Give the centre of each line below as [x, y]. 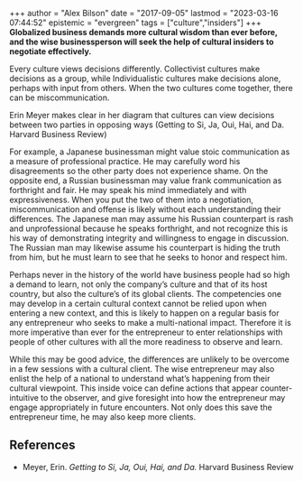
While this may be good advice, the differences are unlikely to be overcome [150, 359]
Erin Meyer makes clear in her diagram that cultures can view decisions [142, 115]
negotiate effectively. [50, 51]
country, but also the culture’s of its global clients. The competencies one [146, 294]
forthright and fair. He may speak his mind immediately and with [128, 190]
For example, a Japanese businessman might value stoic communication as [150, 152]
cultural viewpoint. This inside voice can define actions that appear [134, 388]
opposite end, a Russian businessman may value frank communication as [146, 180]
